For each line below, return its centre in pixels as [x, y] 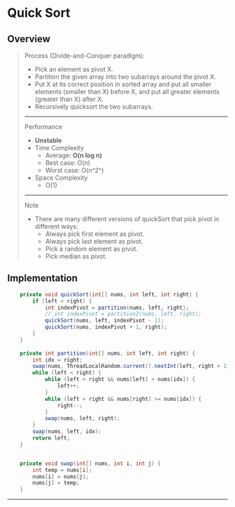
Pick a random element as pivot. [92, 249]
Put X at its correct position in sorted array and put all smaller [123, 84]
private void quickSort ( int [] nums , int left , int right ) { [109, 294]
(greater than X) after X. [69, 99]
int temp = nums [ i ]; [62, 470]
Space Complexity [61, 178]
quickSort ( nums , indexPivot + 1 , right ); [106, 327]
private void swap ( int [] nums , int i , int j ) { [90, 463]
